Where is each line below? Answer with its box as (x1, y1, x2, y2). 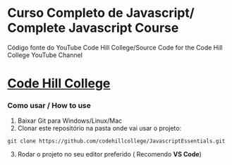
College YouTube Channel (7, 51, 83, 59)
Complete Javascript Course (7, 20, 179, 36)
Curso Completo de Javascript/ (7, 5, 195, 21)
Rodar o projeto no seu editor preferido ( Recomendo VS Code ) (17, 150, 202, 159)
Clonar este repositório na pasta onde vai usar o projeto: (17, 124, 182, 133)
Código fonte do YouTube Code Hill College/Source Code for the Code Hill (7, 43, 224, 51)
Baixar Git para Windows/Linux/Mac (17, 116, 123, 125)
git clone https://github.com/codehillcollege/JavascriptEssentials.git (7, 137, 226, 145)
